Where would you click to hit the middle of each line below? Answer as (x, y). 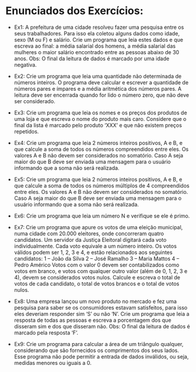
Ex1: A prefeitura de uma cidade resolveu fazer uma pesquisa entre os (99, 27)
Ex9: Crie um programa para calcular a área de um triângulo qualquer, (99, 344)
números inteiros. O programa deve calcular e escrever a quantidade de (101, 82)
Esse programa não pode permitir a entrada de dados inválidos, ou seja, (101, 356)
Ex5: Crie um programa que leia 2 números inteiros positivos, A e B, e (98, 179)
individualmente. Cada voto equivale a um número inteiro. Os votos (95, 246)
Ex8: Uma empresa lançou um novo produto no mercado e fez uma (95, 301)
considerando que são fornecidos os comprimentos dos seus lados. (97, 350)
